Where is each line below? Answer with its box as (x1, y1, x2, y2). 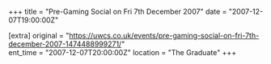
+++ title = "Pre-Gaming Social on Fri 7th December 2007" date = (8, 7, 227, 16)
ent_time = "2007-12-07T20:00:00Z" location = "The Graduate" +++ (8, 48, 237, 57)
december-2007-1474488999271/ (8, 39, 122, 49)
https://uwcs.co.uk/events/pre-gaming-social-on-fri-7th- (68, 31, 260, 40)
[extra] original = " (8, 31, 70, 40)
